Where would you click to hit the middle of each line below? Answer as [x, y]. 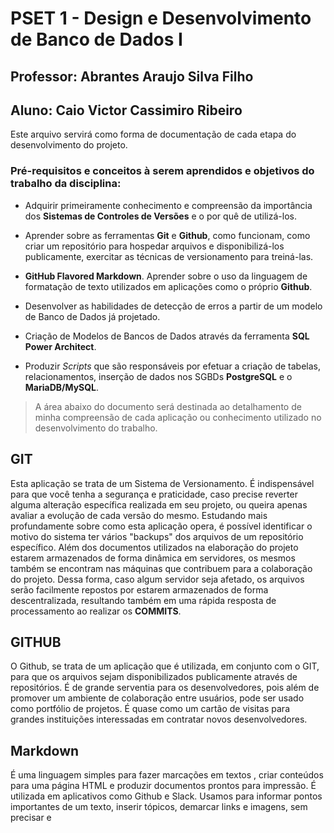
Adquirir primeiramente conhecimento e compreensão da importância [168, 205]
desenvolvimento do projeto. [69, 145]
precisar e [31, 818]
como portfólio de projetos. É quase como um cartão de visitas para [150, 709]
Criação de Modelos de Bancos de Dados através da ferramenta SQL [167, 336]
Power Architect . [60, 346]
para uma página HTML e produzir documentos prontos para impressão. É [163, 786]
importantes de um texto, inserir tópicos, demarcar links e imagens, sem [159, 807]
